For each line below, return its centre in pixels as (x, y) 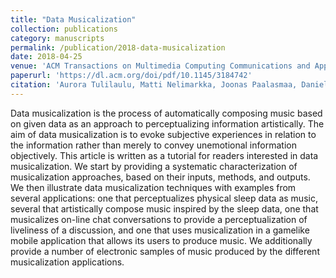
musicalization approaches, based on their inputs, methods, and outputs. (160, 177)
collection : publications (64, 29)
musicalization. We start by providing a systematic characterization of (154, 166)
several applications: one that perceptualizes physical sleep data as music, (164, 198)
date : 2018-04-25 (46, 57)
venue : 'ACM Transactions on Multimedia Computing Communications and (160, 66)
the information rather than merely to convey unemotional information (153, 145)
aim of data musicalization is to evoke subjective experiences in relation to (163, 134)
